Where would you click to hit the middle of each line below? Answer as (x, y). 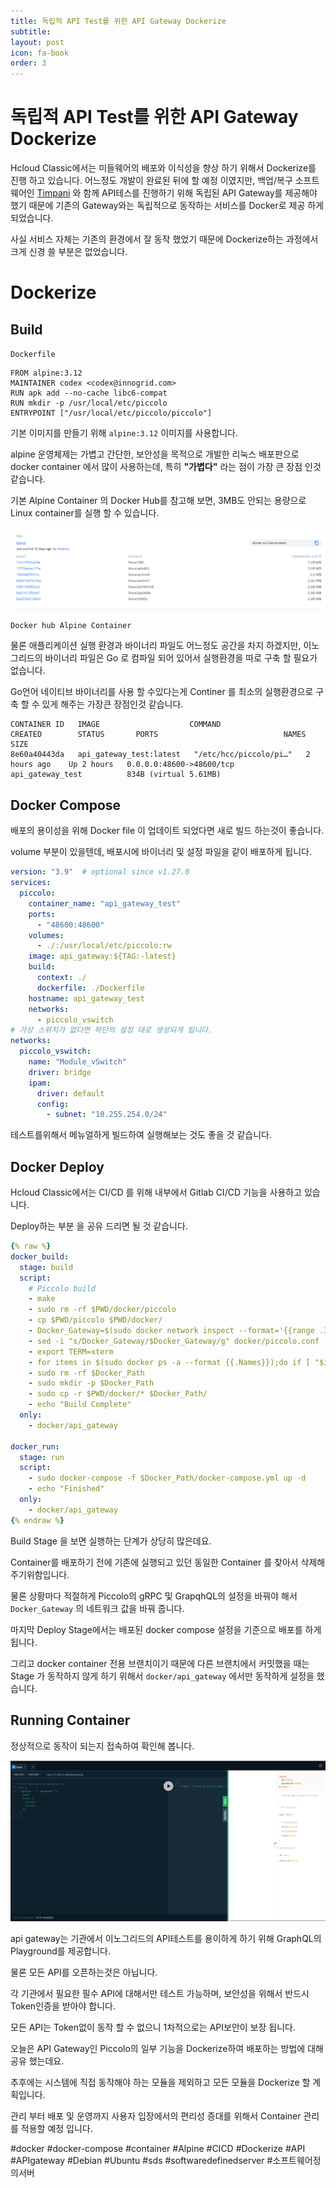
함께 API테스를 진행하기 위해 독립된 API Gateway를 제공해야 (200, 193)
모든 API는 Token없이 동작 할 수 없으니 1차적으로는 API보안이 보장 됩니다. (153, 2027)
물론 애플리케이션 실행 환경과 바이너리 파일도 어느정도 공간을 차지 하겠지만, (156, 646)
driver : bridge (60, 1072)
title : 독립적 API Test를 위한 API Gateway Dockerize (118, 21)
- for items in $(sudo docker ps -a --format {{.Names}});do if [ (169, 1362)
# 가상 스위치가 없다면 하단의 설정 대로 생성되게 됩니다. (111, 1030)
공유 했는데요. (37, 2061)
